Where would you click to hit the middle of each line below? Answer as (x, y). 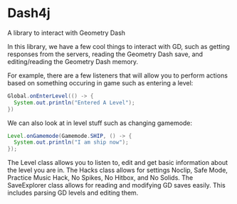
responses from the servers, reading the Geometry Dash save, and (105, 54)
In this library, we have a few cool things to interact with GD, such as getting (118, 46)
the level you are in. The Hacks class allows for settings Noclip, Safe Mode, (117, 170)
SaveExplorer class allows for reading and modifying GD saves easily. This (116, 186)
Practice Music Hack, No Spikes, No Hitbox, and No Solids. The (100, 178)
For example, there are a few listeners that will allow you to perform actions (117, 75)
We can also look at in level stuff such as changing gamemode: (100, 123)
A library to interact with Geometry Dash (67, 33)
